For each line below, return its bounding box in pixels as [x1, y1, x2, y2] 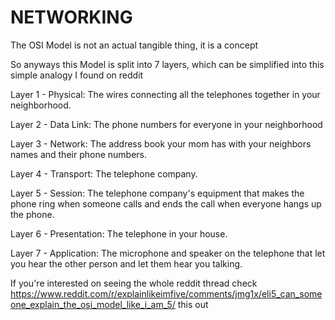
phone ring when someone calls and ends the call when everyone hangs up [10, 197, 322, 210]
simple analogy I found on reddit [10, 69, 144, 81]
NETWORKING [10, 6, 133, 29]
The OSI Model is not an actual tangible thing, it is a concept [10, 39, 259, 51]
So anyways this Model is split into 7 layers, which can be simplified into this [10, 58, 325, 70]
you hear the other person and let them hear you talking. [10, 257, 243, 270]
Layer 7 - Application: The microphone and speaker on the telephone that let [10, 247, 326, 259]
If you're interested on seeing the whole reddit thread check [10, 277, 258, 289]
